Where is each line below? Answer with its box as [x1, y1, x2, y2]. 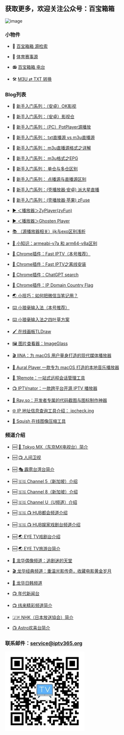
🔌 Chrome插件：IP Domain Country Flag [12, 282, 94, 288]
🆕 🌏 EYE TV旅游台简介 [12, 545, 61, 551]
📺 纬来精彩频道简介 [12, 602, 52, 608]
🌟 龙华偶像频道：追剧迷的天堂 [12, 557, 73, 564]
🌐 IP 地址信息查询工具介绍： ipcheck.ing [12, 408, 94, 414]
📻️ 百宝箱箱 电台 [12, 64, 45, 70]
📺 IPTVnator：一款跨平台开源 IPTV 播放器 [12, 385, 98, 392]
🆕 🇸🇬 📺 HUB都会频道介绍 [12, 509, 68, 515]
